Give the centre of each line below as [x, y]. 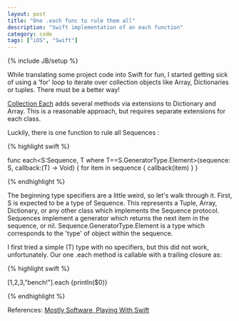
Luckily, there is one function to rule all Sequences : [83, 133]
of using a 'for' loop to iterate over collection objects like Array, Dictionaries [118, 82]
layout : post [27, 14]
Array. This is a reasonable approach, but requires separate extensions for [117, 111]
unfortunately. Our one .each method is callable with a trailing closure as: [115, 255]
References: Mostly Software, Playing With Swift [78, 310]
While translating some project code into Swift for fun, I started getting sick [118, 75]
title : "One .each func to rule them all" [71, 21]
